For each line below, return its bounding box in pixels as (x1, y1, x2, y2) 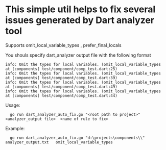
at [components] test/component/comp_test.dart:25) (5, 66, 117, 71)
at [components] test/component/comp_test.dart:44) (5, 93, 117, 98)
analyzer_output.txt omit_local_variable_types (5, 139, 113, 145)
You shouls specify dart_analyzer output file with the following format (5, 52, 152, 58)
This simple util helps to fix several (5, 4, 156, 15)
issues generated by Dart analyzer (5, 14, 155, 26)
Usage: (5, 102, 20, 108)
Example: (5, 125, 25, 131)
